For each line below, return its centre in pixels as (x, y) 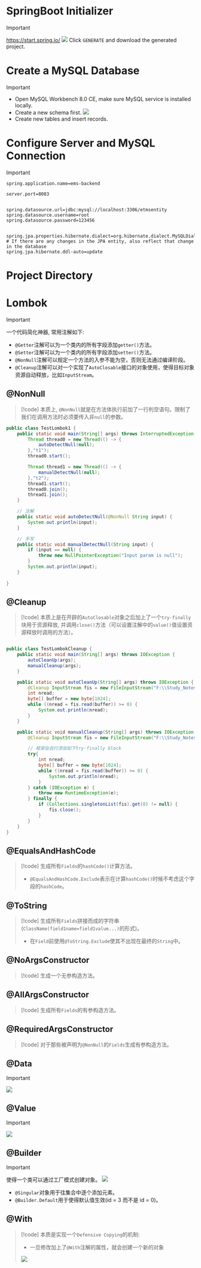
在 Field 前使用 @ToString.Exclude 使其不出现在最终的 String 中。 (107, 941)
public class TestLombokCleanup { (49, 649)
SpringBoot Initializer (60, 11)
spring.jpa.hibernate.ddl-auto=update (54, 252)
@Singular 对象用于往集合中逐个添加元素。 (66, 1192)
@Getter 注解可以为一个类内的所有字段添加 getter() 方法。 (85, 345)
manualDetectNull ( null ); (69, 472)
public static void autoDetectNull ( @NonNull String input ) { (95, 517)
